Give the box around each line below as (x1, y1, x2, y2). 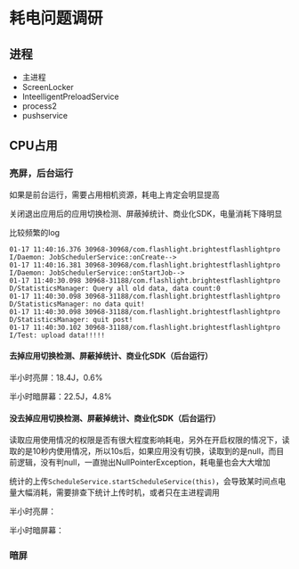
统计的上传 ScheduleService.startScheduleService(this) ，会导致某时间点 (9, 476, 279, 487)
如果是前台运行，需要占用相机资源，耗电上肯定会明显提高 (9, 189, 220, 200)
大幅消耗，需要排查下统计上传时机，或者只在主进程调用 (16, 487, 220, 498)
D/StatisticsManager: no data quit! (9, 300, 145, 309)
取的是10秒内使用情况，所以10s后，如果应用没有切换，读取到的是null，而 (9, 446, 277, 457)
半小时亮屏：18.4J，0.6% (9, 372, 103, 383)
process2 (21, 101, 58, 111)
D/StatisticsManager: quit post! (9, 315, 133, 324)
